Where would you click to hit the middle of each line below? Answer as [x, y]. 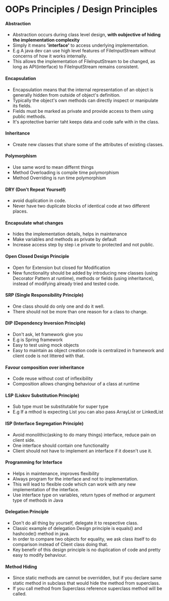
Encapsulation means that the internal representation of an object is [83, 90]
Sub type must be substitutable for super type [60, 407]
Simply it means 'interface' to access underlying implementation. [80, 45]
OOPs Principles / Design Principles [81, 9]
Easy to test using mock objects [46, 345]
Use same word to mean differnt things [53, 167]
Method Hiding [21, 566]
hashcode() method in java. [41, 534]
